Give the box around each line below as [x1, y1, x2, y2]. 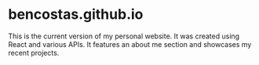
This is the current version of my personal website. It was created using [8, 31, 240, 41]
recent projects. [8, 48, 60, 57]
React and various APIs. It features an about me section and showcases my [8, 39, 252, 49]
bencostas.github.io [8, 5, 144, 23]
